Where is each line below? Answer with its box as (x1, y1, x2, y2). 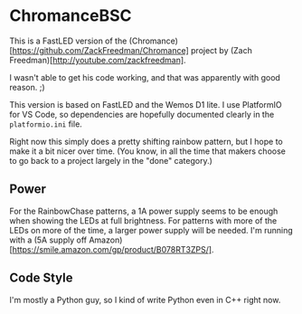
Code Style (9, 271, 73, 286)
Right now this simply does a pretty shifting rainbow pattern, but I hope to (9, 136, 283, 147)
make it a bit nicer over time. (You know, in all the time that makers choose (9, 146, 287, 157)
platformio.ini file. (9, 119, 83, 129)
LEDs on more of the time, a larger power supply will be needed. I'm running (9, 224, 294, 235)
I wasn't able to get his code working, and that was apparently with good (9, 71, 280, 82)
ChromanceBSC (9, 5, 133, 26)
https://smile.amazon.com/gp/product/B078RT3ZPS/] (12, 243, 212, 254)
